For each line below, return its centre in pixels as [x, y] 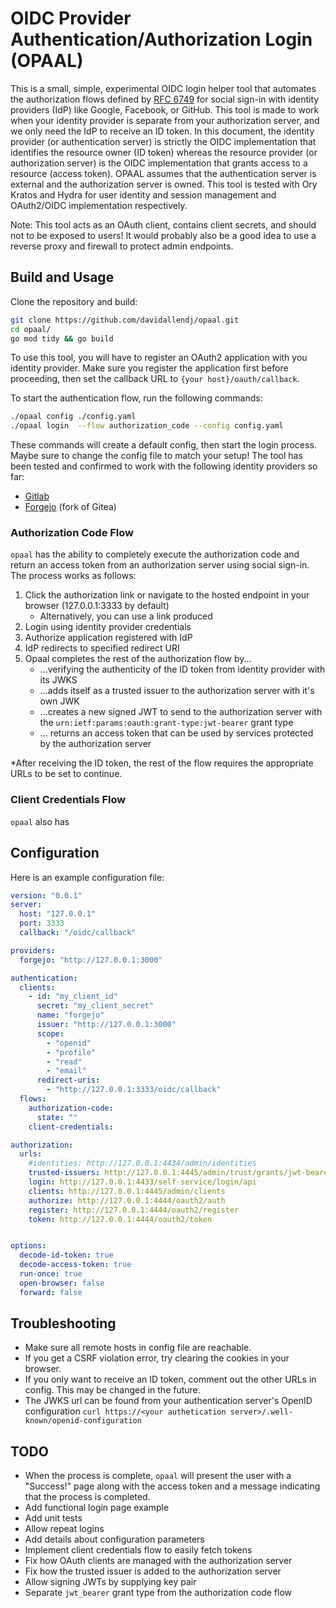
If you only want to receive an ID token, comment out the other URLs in [170, 1379]
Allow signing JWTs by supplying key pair [110, 1582]
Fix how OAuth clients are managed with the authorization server [158, 1561]
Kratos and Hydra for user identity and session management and [143, 194]
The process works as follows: [73, 576]
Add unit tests [53, 1518]
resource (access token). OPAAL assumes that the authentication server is [163, 173]
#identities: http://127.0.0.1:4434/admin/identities [142, 1163]
